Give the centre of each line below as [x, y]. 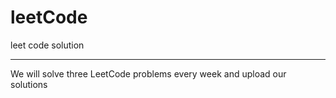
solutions [29, 84]
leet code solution [47, 45]
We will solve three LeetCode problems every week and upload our [148, 73]
